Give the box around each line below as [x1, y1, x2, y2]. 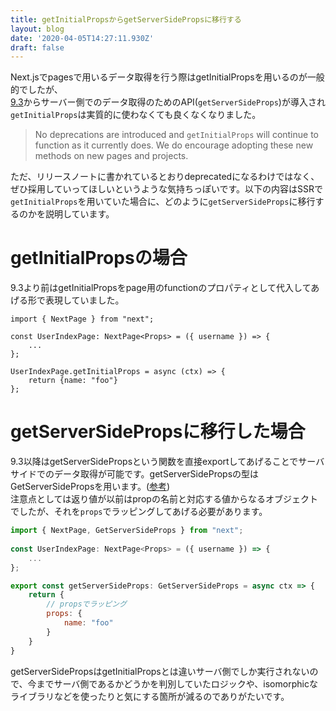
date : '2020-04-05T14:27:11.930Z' [10, 33, 155, 43]
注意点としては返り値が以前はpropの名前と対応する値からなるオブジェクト [10, 493, 318, 505]
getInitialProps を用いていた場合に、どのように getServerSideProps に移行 [10, 196, 316, 208]
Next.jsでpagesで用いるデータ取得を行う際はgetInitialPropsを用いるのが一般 [10, 71, 325, 83]
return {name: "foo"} [28, 376, 118, 386]
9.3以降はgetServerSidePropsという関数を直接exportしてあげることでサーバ [10, 456, 325, 468]
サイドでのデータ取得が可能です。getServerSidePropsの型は [10, 468, 260, 480]
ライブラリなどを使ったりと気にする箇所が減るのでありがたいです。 [10, 690, 290, 702]
